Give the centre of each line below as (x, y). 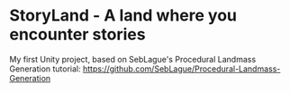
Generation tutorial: (45, 69)
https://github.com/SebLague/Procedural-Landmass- (181, 69)
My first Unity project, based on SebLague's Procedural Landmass (133, 59)
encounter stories (77, 34)
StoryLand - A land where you (123, 16)
